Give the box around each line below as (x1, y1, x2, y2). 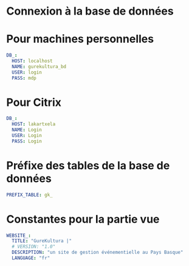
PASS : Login (12, 138, 43, 144)
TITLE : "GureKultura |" (12, 238, 72, 244)
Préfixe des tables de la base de (6, 159, 170, 172)
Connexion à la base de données (6, 4, 174, 18)
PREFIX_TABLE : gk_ (6, 192, 53, 198)
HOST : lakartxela (12, 121, 56, 127)
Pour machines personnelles (6, 32, 154, 46)
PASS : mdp (12, 75, 36, 81)
